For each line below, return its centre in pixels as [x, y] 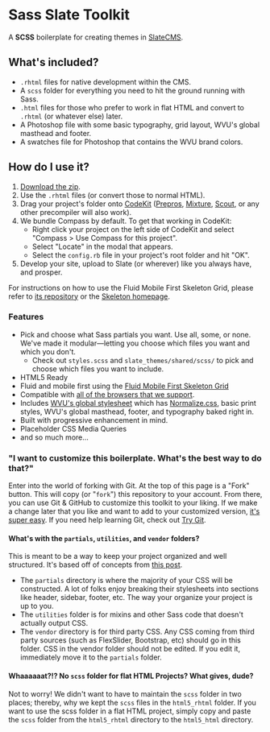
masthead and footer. [56, 133]
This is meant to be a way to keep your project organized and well [118, 556]
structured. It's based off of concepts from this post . [96, 565]
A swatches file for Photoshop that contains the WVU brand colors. [131, 142]
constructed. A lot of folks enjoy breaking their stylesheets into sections [139, 589]
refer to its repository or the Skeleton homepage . [89, 296]
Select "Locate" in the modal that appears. [102, 246]
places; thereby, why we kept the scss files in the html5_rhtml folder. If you [132, 702]
